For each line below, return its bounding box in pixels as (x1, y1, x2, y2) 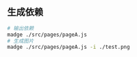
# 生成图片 (7, 37, 34, 44)
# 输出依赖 (7, 24, 34, 32)
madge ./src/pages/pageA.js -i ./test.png (7, 43, 130, 51)
